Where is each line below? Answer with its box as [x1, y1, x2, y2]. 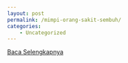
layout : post [7, 10, 45, 17]
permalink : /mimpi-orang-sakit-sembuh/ [7, 16, 122, 23]
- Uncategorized [19, 29, 67, 36]
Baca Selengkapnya [7, 48, 64, 56]
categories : [7, 23, 41, 29]
